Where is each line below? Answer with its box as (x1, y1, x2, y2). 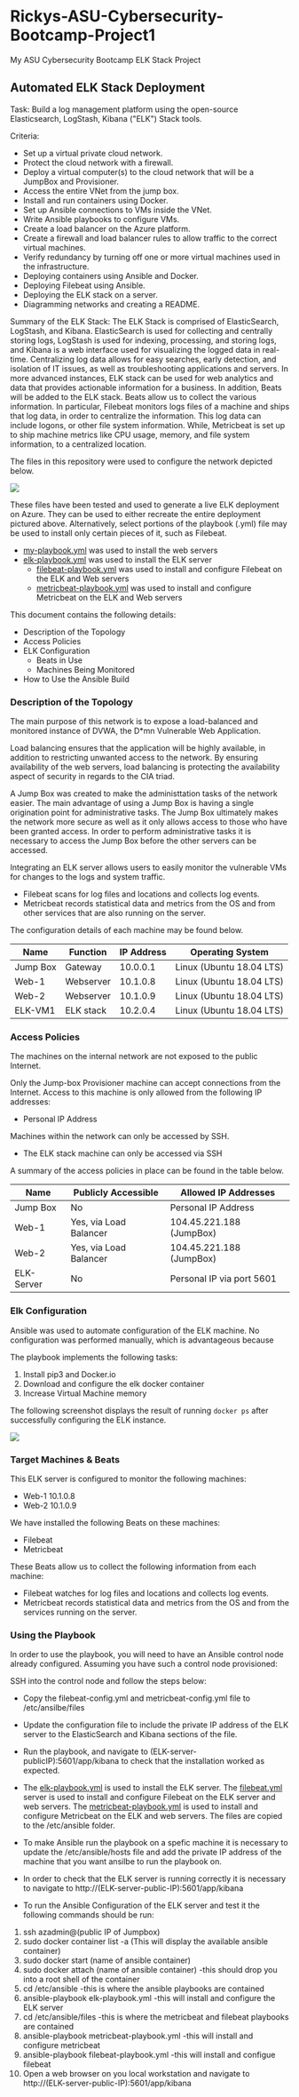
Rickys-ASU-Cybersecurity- (10, 6, 224, 27)
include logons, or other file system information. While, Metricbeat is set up (10, 419, 286, 430)
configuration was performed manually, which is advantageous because (10, 1335, 274, 1345)
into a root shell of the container (22, 1974, 140, 1985)
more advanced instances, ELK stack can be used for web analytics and (10, 372, 274, 383)
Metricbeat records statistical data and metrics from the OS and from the (22, 1597, 289, 1607)
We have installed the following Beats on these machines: (10, 1517, 221, 1527)
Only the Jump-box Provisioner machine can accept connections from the (10, 1078, 281, 1088)
